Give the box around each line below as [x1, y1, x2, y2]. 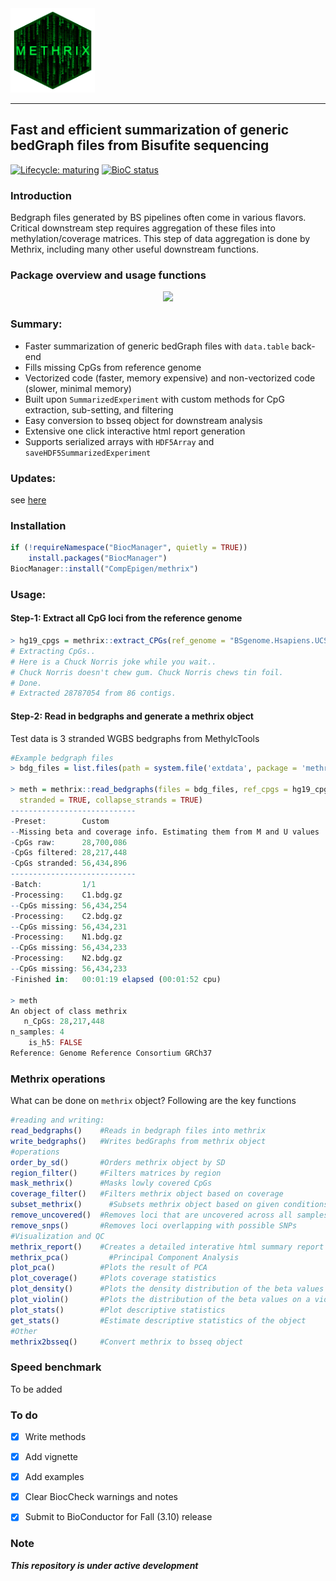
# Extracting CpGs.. [10, 646, 97, 656]
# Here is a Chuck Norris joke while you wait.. [10, 657, 217, 667]
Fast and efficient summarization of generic [10, 122, 290, 139]
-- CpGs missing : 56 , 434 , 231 [10, 922, 128, 932]
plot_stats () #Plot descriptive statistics [10, 1305, 226, 1315]
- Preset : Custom [10, 816, 110, 826]
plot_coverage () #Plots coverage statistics [10, 1273, 217, 1284]
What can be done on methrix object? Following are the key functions [10, 1095, 297, 1107]
